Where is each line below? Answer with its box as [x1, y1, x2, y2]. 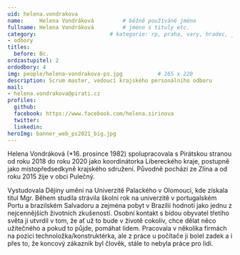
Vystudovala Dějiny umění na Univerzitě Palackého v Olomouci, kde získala [7, 186, 229, 195]
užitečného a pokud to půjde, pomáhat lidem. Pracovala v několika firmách [7, 224, 227, 233]
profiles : [7, 97, 37, 104]
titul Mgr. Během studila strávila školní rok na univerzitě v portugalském [7, 194, 217, 202]
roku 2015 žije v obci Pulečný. [7, 172, 95, 181]
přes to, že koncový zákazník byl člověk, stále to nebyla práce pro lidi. [7, 239, 214, 248]
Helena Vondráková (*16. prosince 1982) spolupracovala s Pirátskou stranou [7, 149, 232, 158]
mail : [7, 84, 24, 91]
